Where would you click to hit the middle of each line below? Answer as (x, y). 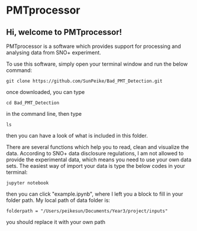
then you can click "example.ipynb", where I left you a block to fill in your (95, 194)
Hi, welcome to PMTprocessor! (64, 32)
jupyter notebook (28, 183)
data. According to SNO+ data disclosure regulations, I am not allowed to (95, 153)
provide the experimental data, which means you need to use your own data (99, 160)
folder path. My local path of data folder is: (58, 200)
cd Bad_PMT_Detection (33, 103)
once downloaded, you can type (46, 92)
